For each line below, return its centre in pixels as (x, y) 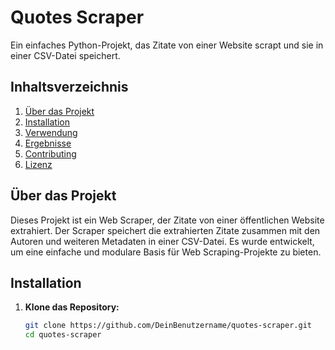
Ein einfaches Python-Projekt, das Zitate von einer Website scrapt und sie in (167, 45)
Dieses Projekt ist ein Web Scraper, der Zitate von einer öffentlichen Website (167, 220)
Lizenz (38, 164)
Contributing (50, 153)
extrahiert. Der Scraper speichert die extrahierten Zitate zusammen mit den (165, 230)
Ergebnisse (48, 143)
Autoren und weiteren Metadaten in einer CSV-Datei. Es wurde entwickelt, (162, 241)
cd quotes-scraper (63, 335)
